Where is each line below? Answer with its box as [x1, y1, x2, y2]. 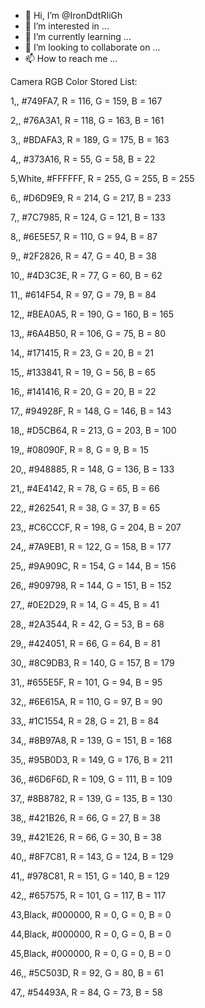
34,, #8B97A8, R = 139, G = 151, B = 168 [10, 735, 173, 746]
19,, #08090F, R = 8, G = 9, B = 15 [10, 444, 150, 455]
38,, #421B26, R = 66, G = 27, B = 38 [10, 812, 161, 824]
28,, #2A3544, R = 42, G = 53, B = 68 [10, 618, 165, 630]
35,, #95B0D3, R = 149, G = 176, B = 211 [10, 754, 173, 765]
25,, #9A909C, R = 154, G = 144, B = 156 [10, 560, 177, 572]
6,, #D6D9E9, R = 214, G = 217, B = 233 [10, 192, 172, 204]
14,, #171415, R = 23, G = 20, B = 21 [10, 347, 154, 359]
